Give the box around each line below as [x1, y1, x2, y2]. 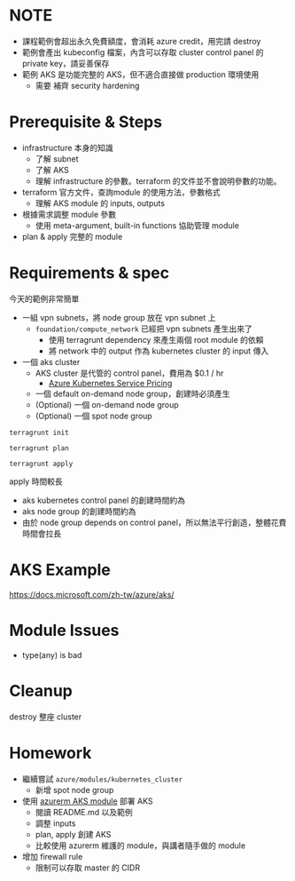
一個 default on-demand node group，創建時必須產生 [35, 388, 230, 399]
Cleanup [9, 680, 74, 701]
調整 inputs [35, 818, 76, 829]
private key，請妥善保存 [21, 58, 110, 68]
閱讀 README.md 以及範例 [35, 806, 133, 817]
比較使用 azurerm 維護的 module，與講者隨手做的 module [35, 840, 246, 851]
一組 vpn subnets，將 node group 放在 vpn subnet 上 [21, 312, 216, 322]
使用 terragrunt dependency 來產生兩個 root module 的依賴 [48, 334, 264, 345]
